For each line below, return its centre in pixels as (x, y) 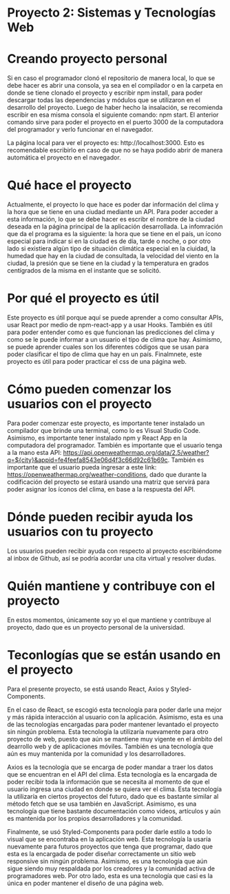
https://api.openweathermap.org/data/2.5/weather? (136, 452)
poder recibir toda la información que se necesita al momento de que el (108, 781)
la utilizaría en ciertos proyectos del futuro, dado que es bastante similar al (113, 796)
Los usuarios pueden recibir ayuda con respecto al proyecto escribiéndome (115, 551)
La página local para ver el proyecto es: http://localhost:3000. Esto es (106, 143)
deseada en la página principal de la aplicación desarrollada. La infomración (115, 226)
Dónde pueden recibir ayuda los (100, 517)
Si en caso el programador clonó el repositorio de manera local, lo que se (111, 78)
